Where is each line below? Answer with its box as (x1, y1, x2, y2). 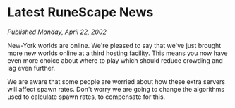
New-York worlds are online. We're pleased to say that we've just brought (7, 41, 222, 49)
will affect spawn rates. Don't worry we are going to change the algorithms (7, 85, 224, 93)
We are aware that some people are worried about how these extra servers (7, 77, 226, 85)
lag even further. (7, 64, 56, 72)
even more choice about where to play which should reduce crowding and (7, 56, 224, 64)
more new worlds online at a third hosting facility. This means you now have (7, 49, 228, 57)
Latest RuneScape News (7, 4, 154, 20)
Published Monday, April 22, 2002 (7, 28, 107, 36)
